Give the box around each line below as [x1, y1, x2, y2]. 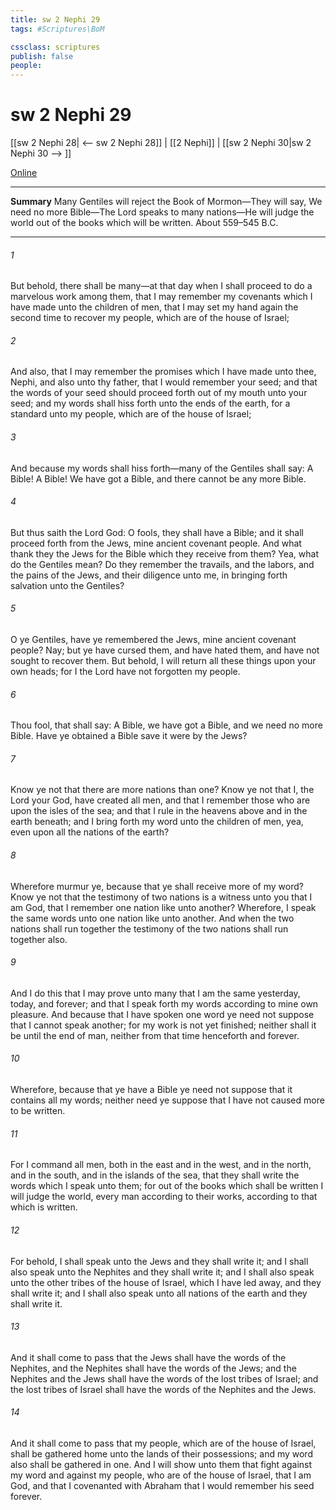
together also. [10, 933, 68, 945]
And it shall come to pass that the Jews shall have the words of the [10, 1351, 287, 1363]
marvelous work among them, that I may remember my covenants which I [10, 291, 313, 303]
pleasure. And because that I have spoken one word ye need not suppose [10, 1008, 315, 1020]
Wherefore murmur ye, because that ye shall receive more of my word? [10, 880, 304, 892]
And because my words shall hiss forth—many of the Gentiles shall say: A [10, 462, 314, 474]
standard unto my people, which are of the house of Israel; [10, 408, 252, 420]
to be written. [10, 1105, 66, 1117]
